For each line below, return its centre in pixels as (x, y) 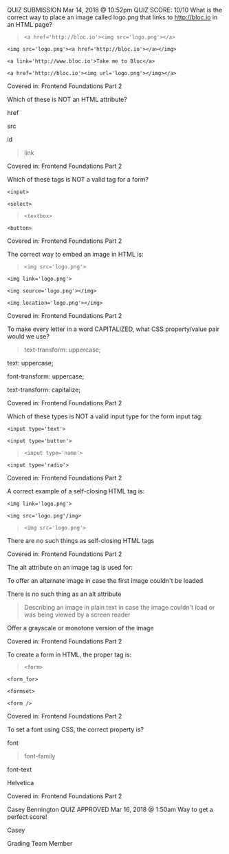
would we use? (29, 336)
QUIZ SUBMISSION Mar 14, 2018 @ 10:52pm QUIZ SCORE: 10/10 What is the (115, 10)
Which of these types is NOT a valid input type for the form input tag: (105, 416)
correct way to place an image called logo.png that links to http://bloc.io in (112, 17)
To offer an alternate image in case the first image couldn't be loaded (105, 580)
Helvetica (21, 783)
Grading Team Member (40, 843)
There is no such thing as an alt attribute (64, 594)
